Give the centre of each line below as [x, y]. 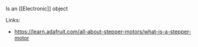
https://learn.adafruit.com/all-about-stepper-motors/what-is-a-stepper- [103, 32]
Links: [13, 20]
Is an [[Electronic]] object [37, 9]
